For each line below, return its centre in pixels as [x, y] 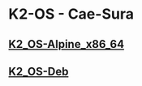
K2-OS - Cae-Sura [71, 14]
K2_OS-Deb [39, 71]
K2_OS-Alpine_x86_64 [66, 44]
